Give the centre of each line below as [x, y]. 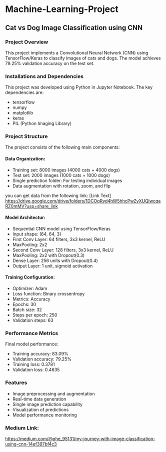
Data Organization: [25, 159]
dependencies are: [24, 92]
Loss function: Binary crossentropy [48, 294]
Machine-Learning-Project [62, 9]
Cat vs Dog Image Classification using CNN [74, 28]
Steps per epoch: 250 [35, 315]
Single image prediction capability [47, 404]
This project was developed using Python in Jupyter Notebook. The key [79, 87]
